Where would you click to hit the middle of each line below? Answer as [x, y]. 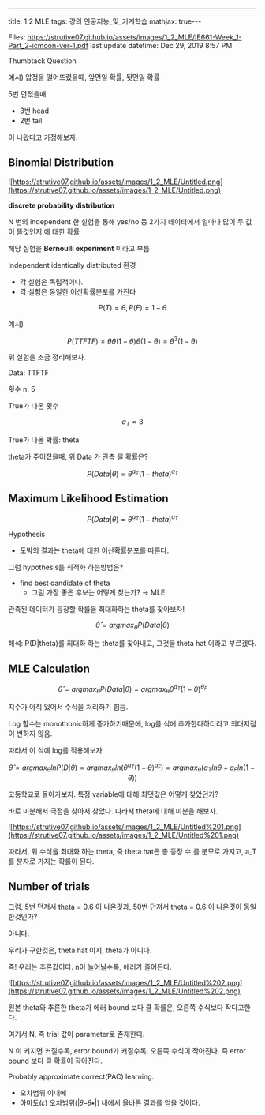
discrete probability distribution [62, 205]
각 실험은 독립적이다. [51, 282]
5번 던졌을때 [27, 94]
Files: [17, 37]
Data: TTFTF [29, 373]
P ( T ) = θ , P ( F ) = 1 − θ [132, 307]
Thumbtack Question [42, 61]
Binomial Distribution [61, 163]
